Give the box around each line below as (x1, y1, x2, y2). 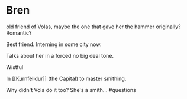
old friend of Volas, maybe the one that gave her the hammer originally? (6, 23, 181, 30)
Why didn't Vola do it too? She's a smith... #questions (6, 86, 136, 93)
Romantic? (6, 29, 32, 36)
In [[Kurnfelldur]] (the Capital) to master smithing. (6, 75, 127, 82)
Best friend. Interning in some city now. (6, 41, 102, 48)
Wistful (6, 63, 24, 71)
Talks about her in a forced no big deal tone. (6, 52, 114, 59)
